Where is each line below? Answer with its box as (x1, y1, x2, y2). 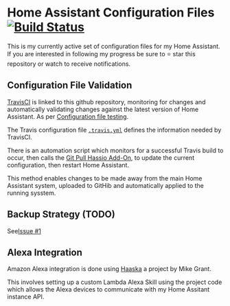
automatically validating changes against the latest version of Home (7, 105, 199, 113)
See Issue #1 (7, 226, 41, 235)
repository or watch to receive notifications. (7, 60, 131, 68)
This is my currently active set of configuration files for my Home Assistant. (7, 42, 221, 50)
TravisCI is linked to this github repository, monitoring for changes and (7, 97, 206, 106)
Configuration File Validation (7, 80, 133, 91)
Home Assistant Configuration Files (7, 5, 215, 21)
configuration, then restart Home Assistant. (7, 161, 129, 169)
